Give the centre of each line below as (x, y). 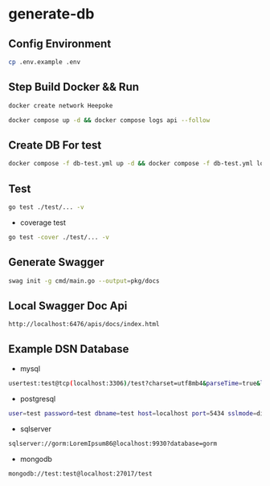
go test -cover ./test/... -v (59, 237)
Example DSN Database (69, 349)
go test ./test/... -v (46, 207)
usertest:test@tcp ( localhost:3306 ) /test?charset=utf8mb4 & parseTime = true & (135, 383)
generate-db (51, 14)
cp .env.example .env (45, 62)
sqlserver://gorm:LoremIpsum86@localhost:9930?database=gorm (113, 443)
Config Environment (60, 44)
